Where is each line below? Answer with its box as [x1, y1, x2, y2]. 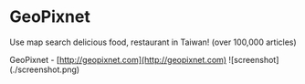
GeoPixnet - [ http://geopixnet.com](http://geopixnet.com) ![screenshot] [9, 54, 279, 65]
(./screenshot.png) [9, 64, 80, 75]
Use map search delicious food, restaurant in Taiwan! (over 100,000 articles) [9, 37, 297, 47]
